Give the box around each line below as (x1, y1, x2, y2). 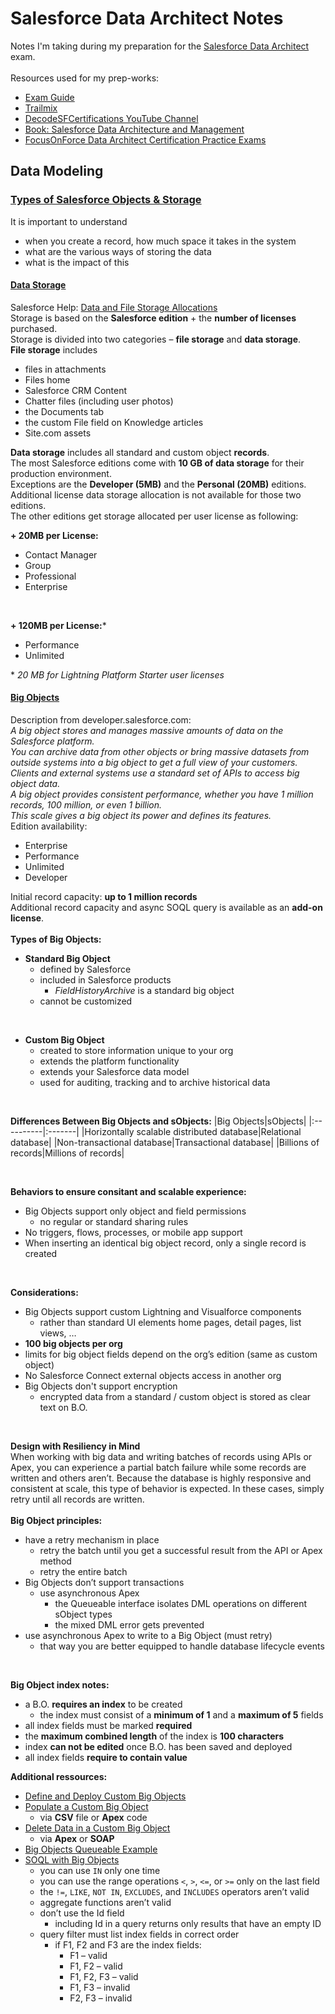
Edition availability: (10, 820, 88, 832)
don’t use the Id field (39, 1907, 125, 1919)
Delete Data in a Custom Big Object (24, 1822, 171, 1834)
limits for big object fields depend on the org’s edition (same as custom (24, 1348, 318, 1361)
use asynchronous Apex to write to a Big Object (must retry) (24, 1630, 273, 1642)
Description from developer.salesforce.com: (10, 714, 192, 726)
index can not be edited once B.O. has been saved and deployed (24, 1741, 293, 1753)
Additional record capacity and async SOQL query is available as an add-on (10, 902, 323, 914)
